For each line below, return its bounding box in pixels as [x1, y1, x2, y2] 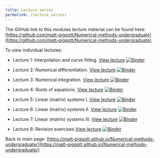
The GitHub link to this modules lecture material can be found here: [5, 26, 146, 32]
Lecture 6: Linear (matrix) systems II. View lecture [12, 106, 117, 112]
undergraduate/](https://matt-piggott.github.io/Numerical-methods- [5, 141, 147, 147]
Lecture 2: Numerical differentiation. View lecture [12, 67, 116, 73]
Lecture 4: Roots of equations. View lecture [12, 86, 104, 92]
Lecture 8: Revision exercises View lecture [12, 126, 102, 132]
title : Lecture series [5, 7, 53, 13]
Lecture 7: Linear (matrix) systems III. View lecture [12, 116, 118, 122]
